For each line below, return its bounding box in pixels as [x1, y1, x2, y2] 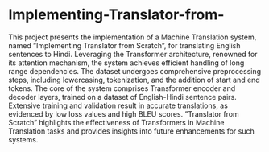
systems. [8, 134, 39, 144]
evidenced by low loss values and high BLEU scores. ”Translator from [8, 109, 239, 118]
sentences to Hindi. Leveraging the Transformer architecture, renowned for [8, 49, 258, 59]
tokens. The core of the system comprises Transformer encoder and [8, 83, 236, 93]
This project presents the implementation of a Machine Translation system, [8, 32, 257, 42]
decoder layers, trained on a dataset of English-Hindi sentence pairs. [8, 92, 238, 101]
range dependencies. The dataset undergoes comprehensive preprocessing [8, 66, 262, 76]
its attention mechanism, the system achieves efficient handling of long [8, 58, 245, 68]
